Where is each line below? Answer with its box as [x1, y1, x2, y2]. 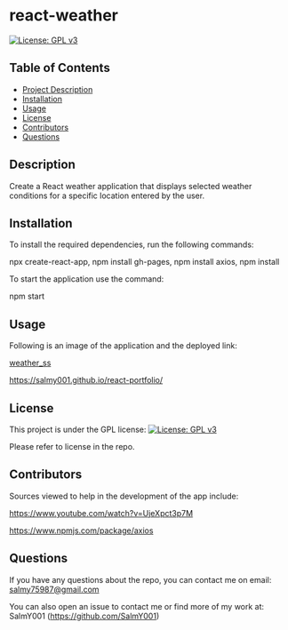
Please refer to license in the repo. [9, 442, 135, 451]
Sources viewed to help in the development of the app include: [9, 490, 239, 501]
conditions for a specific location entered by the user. [9, 190, 205, 201]
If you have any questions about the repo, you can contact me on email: [9, 574, 272, 585]
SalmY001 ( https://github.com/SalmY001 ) [9, 610, 160, 621]
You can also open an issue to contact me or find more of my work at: [9, 601, 265, 611]
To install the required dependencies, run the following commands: [9, 239, 254, 250]
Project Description [21, 84, 93, 94]
